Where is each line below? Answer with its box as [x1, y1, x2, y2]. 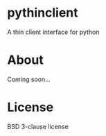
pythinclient [7, 5, 78, 21]
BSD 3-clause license [7, 122, 69, 130]
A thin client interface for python [7, 28, 100, 36]
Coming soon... [7, 75, 51, 83]
